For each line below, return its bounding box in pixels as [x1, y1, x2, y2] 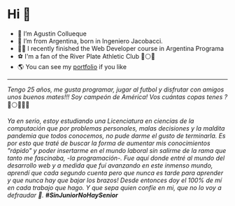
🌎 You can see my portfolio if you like [17, 62, 127, 71]
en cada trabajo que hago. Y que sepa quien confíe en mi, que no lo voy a [7, 183, 222, 191]
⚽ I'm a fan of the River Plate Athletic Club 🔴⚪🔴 [17, 52, 155, 60]
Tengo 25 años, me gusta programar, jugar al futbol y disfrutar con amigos [7, 85, 225, 94]
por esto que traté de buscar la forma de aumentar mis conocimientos [7, 139, 211, 147]
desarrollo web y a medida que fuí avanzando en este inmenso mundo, [7, 161, 213, 170]
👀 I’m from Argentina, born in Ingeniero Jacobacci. [17, 36, 163, 45]
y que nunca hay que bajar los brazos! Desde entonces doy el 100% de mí [7, 176, 222, 184]
